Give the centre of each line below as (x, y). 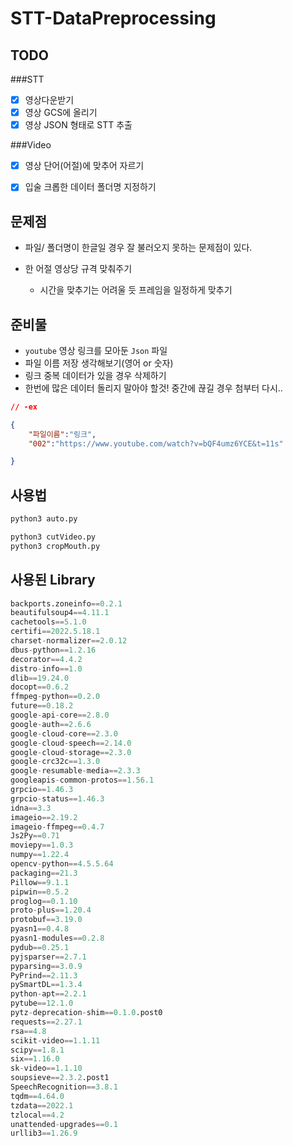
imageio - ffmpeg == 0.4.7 (57, 827)
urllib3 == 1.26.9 (44, 1133)
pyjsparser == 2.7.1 (48, 957)
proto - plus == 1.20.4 (51, 910)
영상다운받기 (49, 100)
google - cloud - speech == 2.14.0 (71, 743)
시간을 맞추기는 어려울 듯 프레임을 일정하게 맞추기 (136, 290)
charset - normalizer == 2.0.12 (69, 641)
